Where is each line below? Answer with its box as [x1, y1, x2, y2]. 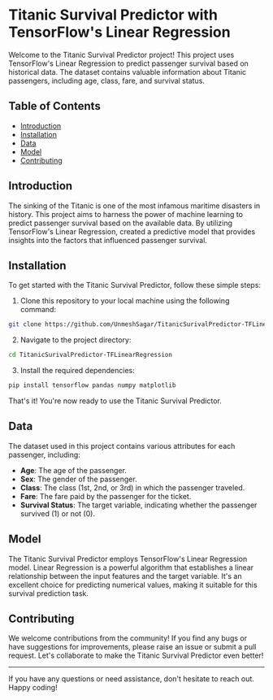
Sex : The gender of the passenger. [19, 474, 137, 484]
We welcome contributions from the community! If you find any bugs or [8, 633, 248, 643]
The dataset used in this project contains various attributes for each [8, 441, 236, 450]
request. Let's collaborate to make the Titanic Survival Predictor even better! [8, 650, 264, 660]
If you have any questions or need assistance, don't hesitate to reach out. [8, 674, 254, 684]
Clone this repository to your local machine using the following [19, 296, 230, 306]
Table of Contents [8, 99, 102, 113]
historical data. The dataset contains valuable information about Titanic [8, 67, 247, 76]
